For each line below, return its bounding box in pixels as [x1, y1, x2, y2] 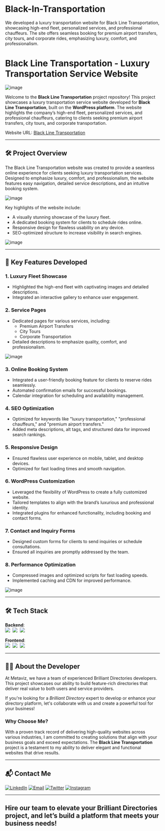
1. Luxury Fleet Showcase [5, 273, 67, 280]
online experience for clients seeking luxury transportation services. [5, 170, 143, 175]
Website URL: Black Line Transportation [5, 129, 85, 136]
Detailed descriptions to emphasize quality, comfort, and [12, 339, 127, 344]
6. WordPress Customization [5, 478, 75, 485]
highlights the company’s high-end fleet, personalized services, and [5, 110, 142, 115]
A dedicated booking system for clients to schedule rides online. [12, 219, 142, 225]
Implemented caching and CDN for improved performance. [12, 577, 132, 583]
